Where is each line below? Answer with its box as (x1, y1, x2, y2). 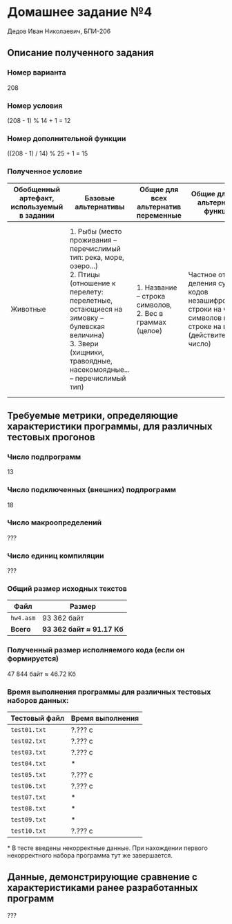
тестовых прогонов (7, 431, 95, 443)
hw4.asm (10, 614, 36, 622)
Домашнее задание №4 (7, 4, 153, 20)
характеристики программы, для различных (7, 420, 213, 432)
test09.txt (10, 815, 46, 823)
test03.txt (10, 748, 46, 756)
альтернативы (75, 202, 125, 211)
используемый (10, 202, 64, 211)
